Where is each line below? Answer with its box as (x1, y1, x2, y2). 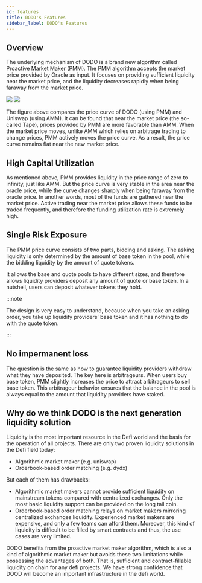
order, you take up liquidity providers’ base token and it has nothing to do (6, 313, 188, 320)
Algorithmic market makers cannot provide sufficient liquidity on (14, 488, 175, 495)
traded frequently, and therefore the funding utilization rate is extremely (6, 206, 185, 213)
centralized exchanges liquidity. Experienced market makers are (14, 514, 175, 521)
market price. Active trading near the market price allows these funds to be (6, 200, 193, 207)
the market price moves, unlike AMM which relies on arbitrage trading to (6, 127, 186, 135)
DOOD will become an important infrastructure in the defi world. (6, 570, 165, 578)
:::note (6, 295, 22, 302)
